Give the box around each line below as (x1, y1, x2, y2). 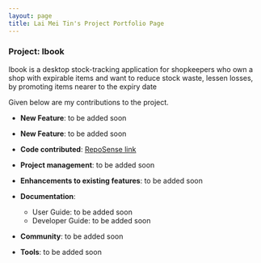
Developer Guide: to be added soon (32, 215, 151, 225)
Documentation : (19, 191, 76, 201)
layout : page (8, 11, 53, 20)
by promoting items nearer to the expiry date (8, 82, 158, 91)
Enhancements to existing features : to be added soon (19, 176, 204, 185)
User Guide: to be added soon (32, 207, 133, 217)
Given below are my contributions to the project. (8, 97, 170, 107)
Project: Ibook (8, 46, 65, 57)
